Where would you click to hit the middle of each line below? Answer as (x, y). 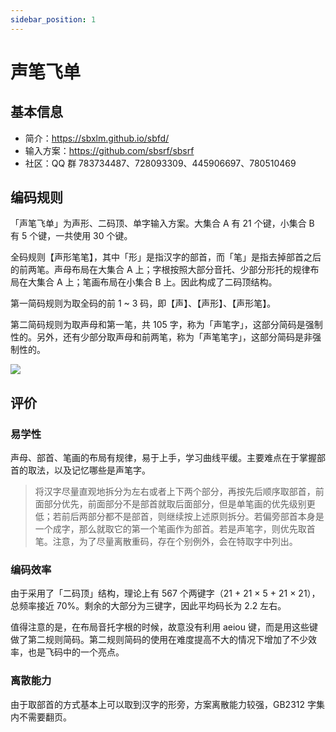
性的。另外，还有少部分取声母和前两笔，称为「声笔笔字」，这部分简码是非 (161, 337)
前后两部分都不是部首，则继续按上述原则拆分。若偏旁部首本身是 (193, 517)
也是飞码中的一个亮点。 (76, 652)
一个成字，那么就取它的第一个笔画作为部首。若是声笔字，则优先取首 (175, 529)
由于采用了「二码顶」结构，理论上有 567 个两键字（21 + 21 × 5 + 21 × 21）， (165, 593)
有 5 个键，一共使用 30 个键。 (71, 236)
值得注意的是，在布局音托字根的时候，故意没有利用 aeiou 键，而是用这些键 (164, 627)
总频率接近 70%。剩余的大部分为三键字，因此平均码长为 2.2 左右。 (148, 606)
